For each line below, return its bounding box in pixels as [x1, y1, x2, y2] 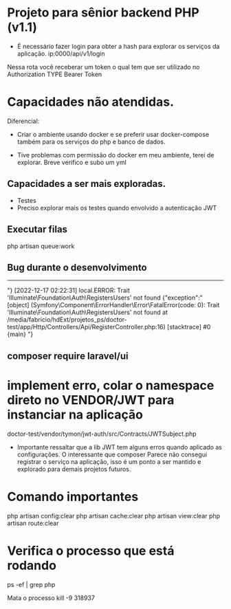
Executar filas [7, 223, 67, 235]
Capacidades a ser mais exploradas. [7, 178, 166, 190]
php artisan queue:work [7, 242, 75, 250]
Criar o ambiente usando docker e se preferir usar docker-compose [16, 130, 210, 138]
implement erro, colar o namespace [7, 377, 214, 393]
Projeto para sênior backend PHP [7, 5, 199, 21]
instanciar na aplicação [7, 407, 143, 422]
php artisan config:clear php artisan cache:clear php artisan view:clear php [7, 511, 221, 520]
